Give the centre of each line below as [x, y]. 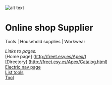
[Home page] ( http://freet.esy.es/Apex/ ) [46, 56]
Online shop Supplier [49, 28]
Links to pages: [21, 51]
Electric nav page [23, 67]
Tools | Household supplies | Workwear [45, 41]
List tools [14, 72]
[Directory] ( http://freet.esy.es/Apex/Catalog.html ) [56, 62]
